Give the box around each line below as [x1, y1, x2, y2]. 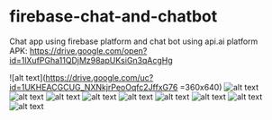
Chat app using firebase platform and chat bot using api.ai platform [9, 36, 258, 47]
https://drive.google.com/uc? [45, 72, 154, 82]
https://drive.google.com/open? [29, 45, 148, 56]
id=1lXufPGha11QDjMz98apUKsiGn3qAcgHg [9, 55, 173, 65]
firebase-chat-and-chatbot [9, 6, 218, 27]
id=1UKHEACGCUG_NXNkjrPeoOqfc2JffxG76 [9, 81, 178, 92]
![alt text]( [9, 72, 47, 82]
